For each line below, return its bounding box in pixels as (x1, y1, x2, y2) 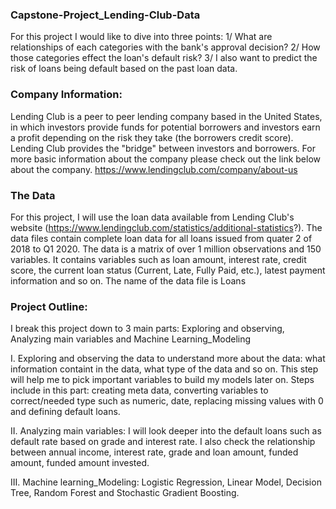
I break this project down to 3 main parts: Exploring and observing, (10, 323, 285, 335)
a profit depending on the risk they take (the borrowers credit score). (10, 131, 294, 143)
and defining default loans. (10, 406, 121, 418)
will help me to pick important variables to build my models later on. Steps (10, 374, 315, 386)
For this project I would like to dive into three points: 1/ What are (10, 31, 273, 43)
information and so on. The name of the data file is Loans (10, 274, 247, 287)
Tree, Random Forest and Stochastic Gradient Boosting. (10, 487, 240, 499)
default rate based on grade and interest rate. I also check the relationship (10, 436, 316, 448)
